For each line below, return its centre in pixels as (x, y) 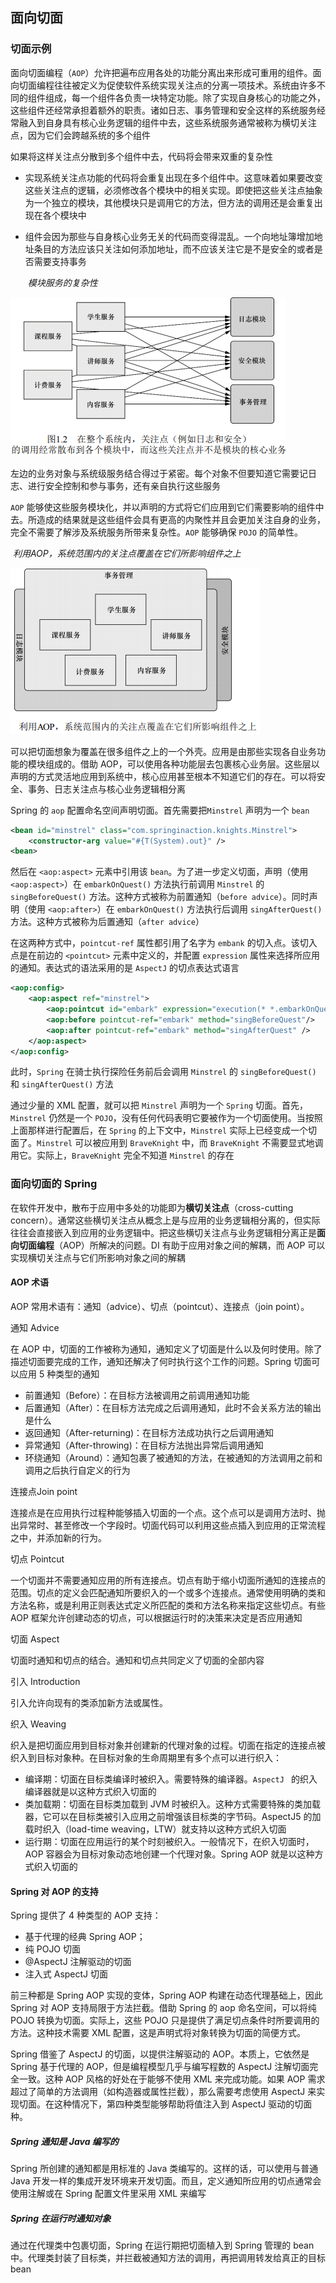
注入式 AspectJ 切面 (66, 1974)
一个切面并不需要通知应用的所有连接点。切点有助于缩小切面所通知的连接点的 (168, 1580)
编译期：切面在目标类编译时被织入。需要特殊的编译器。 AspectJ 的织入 (171, 1779)
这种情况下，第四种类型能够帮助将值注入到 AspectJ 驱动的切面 (183, 2104)
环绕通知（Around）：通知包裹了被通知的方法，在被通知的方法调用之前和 (173, 1457)
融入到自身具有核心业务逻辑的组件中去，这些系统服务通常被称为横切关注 (167, 122)
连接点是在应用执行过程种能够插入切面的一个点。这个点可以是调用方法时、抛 (168, 1512)
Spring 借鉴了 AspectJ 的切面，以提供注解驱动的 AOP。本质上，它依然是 (160, 2054)
